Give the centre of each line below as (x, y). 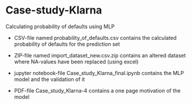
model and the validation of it (49, 79)
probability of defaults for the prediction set (67, 44)
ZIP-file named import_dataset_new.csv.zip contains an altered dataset (100, 55)
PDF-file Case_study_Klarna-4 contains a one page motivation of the (97, 90)
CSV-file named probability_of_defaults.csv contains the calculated (95, 38)
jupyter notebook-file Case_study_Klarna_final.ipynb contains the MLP (99, 73)
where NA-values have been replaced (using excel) (76, 62)
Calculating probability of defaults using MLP (60, 26)
